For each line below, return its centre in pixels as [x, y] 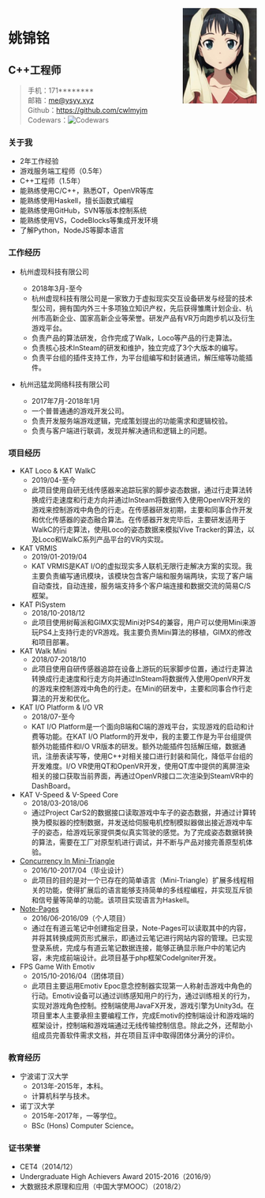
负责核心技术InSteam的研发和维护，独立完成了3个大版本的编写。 [137, 348]
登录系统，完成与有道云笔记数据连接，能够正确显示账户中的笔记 [135, 947]
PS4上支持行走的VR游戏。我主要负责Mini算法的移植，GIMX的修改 [145, 632]
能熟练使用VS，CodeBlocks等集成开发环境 [89, 220]
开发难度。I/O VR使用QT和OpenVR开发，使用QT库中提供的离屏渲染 [141, 766]
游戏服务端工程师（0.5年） [63, 171]
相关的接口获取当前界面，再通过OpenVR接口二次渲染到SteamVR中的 [142, 776]
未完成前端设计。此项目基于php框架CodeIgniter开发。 [133, 957]
